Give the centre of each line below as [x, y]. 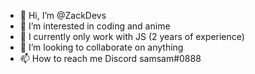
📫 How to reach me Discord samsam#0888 [110, 58]
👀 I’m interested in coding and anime [95, 26]
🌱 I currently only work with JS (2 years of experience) [132, 36]
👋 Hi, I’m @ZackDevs [63, 15]
